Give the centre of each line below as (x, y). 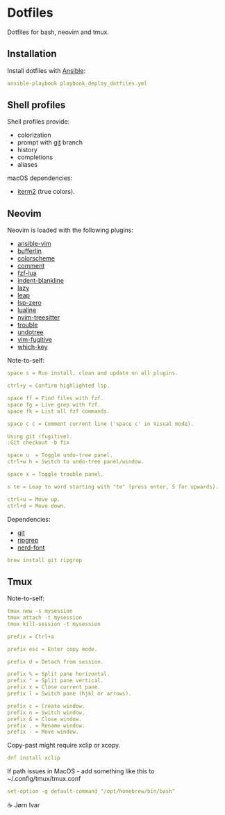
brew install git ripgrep (44, 560)
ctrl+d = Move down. (37, 506)
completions (35, 157)
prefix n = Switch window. (46, 713)
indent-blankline (41, 281)
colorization (34, 135)
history (27, 150)
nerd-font (31, 548)
